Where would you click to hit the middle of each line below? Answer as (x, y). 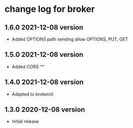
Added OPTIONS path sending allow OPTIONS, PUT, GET (70, 39)
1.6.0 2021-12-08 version (44, 27)
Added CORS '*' (28, 66)
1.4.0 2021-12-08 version (44, 82)
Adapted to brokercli (33, 94)
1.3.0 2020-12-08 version (45, 110)
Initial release (25, 122)
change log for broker (50, 9)
